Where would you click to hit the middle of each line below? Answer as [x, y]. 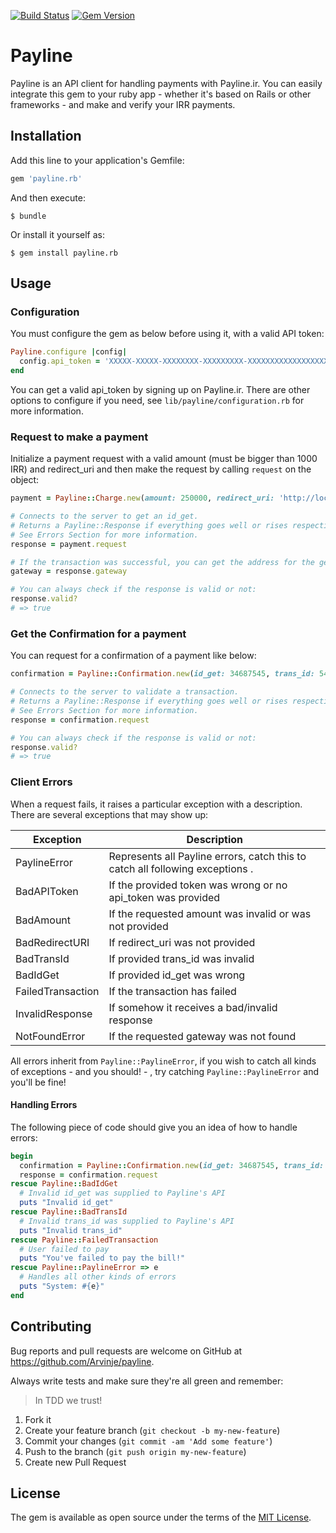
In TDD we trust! [68, 1400]
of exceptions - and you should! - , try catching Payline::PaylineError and [165, 1071]
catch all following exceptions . [181, 868]
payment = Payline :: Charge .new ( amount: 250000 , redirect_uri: [142, 498]
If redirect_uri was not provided [182, 942]
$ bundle [28, 216]
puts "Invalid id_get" [66, 1203]
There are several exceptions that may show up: [109, 814]
